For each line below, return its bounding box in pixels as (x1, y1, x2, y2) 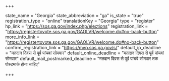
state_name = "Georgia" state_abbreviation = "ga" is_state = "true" (5, 13, 144, 18)
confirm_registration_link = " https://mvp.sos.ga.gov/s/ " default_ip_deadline (5, 45, 161, 50)
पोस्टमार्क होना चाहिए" (5, 61, 40, 67)
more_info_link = (5, 34, 40, 40)
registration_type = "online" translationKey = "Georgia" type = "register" (5, 18, 155, 24)
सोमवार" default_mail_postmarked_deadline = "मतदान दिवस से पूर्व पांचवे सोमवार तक (5, 56, 158, 61)
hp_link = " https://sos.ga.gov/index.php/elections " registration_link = (5, 23, 148, 29)
